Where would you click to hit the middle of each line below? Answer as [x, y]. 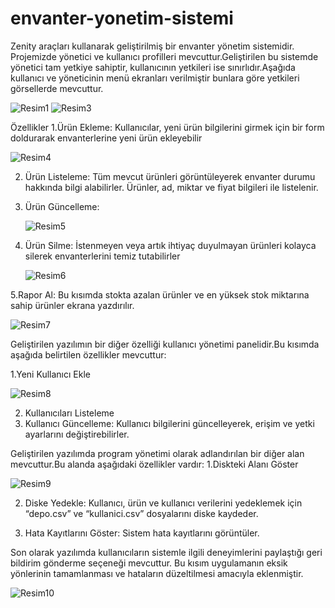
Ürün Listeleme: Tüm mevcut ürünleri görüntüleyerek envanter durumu [170, 176]
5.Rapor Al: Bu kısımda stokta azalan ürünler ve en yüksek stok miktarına [160, 294]
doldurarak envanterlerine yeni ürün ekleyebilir [106, 138]
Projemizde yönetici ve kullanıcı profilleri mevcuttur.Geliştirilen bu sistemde [164, 56]
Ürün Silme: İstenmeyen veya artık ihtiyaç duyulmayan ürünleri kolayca [170, 245]
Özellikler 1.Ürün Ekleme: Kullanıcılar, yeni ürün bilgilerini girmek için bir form [167, 127]
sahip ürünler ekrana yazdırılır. [72, 305]
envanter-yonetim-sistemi [122, 18]
